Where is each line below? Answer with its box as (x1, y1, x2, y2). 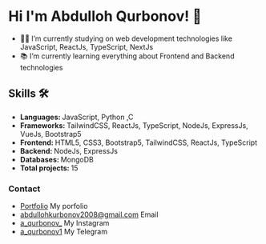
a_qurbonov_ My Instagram (19, 218, 110, 228)
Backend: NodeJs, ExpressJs (19, 146, 119, 155)
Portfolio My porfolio (19, 202, 88, 211)
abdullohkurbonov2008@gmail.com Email (19, 210, 159, 219)
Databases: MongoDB (19, 154, 95, 164)
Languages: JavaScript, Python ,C (19, 112, 134, 122)
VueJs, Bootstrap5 (19, 129, 82, 138)
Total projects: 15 (19, 163, 79, 173)
